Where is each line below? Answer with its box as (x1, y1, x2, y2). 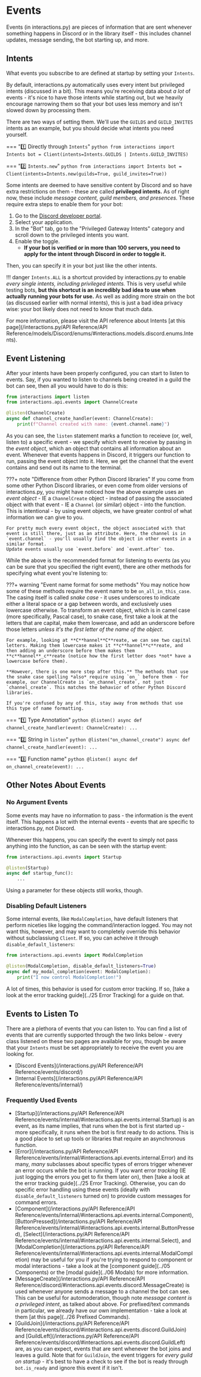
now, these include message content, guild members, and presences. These (6, 194, 194, 201)
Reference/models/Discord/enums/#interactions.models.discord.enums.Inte (6, 330, 194, 337)
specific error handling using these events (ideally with (14, 1186, 151, 1193)
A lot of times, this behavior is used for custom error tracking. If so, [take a (6, 985, 190, 992)
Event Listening (6, 354, 66, 364)
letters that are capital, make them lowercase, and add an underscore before (6, 619, 195, 626)
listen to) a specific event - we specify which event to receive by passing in (6, 438, 192, 445)
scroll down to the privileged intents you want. (14, 231, 129, 238)
